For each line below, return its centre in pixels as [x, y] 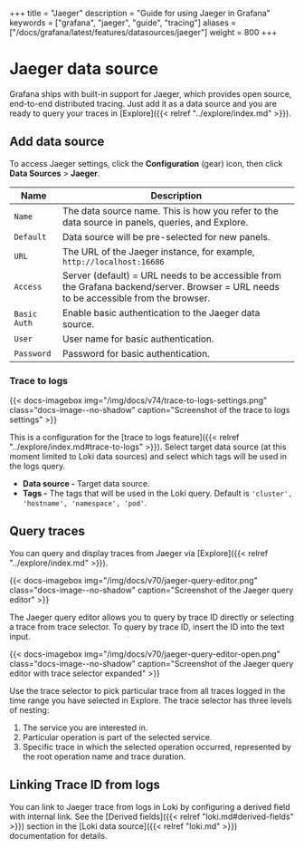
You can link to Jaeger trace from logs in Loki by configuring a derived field [150, 806]
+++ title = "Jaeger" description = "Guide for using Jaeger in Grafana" [140, 13]
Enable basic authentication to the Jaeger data [161, 313]
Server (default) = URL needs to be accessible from [172, 275]
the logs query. [38, 467]
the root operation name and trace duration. [104, 756]
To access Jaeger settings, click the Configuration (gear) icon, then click [146, 163]
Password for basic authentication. [136, 353]
